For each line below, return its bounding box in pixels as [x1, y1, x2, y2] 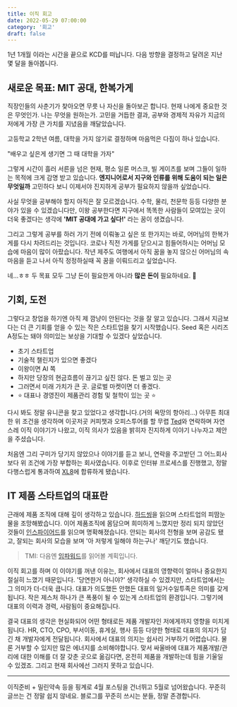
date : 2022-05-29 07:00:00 [7, 17, 87, 24]
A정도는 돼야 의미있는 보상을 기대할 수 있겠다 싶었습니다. [7, 331, 162, 340]
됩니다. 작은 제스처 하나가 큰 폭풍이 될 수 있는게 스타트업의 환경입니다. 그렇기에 [7, 593, 224, 601]
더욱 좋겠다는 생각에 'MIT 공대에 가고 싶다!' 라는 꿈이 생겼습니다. [7, 215, 185, 223]
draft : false [7, 30, 46, 37]
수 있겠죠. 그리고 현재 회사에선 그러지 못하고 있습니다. [7, 661, 154, 670]
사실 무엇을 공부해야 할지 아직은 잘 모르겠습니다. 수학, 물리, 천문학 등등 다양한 [7, 197, 220, 206]
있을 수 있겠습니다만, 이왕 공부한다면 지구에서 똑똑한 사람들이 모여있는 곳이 [20, 206, 226, 215]
